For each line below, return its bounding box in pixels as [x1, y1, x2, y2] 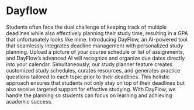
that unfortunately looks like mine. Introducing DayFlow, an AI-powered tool [6, 36, 188, 43]
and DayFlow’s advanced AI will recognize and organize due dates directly [6, 54, 185, 61]
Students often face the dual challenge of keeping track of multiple [6, 23, 167, 30]
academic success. [6, 98, 53, 105]
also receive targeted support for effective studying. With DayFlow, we [6, 85, 176, 92]
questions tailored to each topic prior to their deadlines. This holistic [6, 73, 170, 80]
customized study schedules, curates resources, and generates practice [6, 67, 181, 74]
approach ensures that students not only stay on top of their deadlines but [6, 79, 185, 86]
